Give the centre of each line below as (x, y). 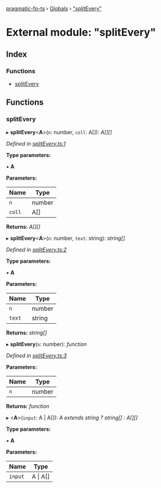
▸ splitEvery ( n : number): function (47, 344)
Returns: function (28, 406)
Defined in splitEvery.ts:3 (36, 355)
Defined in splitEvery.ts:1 (36, 144)
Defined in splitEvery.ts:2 (36, 249)
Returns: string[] (27, 333)
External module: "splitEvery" (81, 32)
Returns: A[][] (23, 226)
